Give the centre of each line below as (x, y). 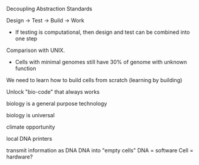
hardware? (20, 157)
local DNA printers (29, 139)
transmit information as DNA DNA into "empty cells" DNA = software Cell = (100, 150)
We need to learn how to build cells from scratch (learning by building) (94, 80)
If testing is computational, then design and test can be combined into (102, 32)
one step (26, 38)
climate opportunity (31, 127)
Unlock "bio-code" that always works (53, 92)
